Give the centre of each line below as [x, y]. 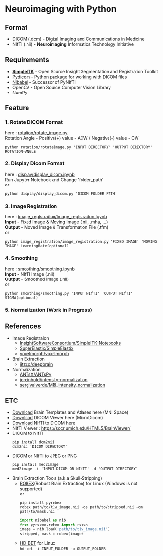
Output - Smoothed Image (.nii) [37, 279]
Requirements [27, 60]
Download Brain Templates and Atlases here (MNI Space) [70, 412]
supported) [31, 489]
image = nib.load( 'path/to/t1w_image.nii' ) [65, 529]
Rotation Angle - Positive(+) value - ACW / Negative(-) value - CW [72, 138]
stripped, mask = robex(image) [52, 534]
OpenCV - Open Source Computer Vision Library [62, 87]
